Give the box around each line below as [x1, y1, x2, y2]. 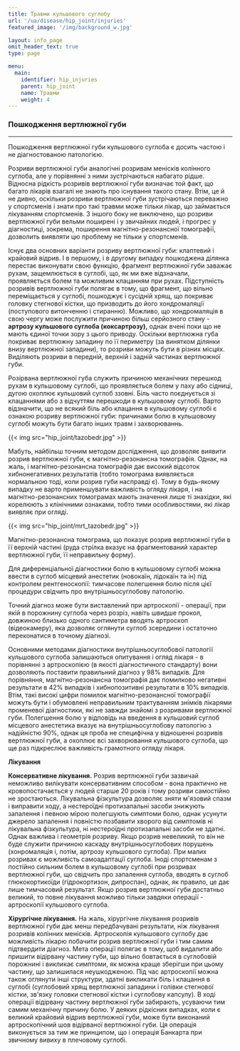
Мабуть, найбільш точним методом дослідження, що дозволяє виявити [8, 447, 226, 456]
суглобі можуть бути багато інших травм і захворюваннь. [8, 419, 184, 428]
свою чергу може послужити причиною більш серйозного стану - [8, 314, 210, 323]
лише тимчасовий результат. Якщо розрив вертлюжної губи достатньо [8, 885, 224, 893]
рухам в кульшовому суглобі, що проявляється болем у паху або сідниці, [8, 381, 233, 390]
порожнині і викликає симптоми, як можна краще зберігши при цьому [8, 960, 224, 968]
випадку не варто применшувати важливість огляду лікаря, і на [8, 485, 202, 493]
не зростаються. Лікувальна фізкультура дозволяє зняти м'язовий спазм [8, 794, 232, 803]
